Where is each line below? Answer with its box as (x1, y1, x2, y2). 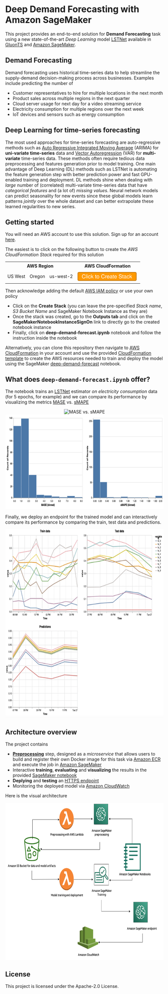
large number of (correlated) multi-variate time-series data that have (5, 182, 147, 188)
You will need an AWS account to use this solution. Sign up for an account (5, 231, 158, 237)
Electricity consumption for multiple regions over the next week (12, 106, 144, 112)
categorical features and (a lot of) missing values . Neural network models (5, 187, 158, 193)
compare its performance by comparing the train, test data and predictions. (5, 519, 161, 525)
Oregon (29, 273, 45, 279)
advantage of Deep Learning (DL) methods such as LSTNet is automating (5, 166, 157, 172)
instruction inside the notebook (12, 335, 77, 341)
